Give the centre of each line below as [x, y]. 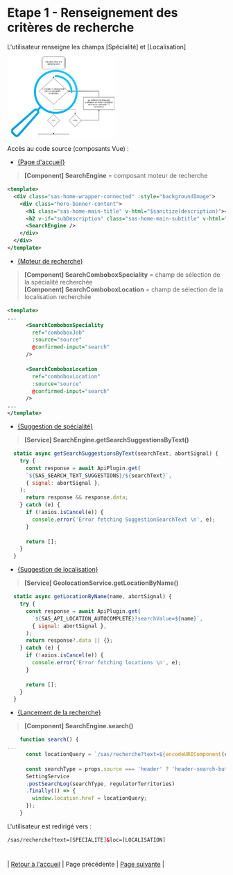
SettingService [48, 776]
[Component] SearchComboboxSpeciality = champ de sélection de [122, 274]
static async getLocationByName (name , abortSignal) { [93, 597]
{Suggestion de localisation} [58, 570]
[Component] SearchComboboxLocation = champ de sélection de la [123, 289]
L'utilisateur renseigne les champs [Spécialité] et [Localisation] [96, 47]
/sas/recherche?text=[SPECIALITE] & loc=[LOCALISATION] [87, 840]
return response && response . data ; [77, 498]
